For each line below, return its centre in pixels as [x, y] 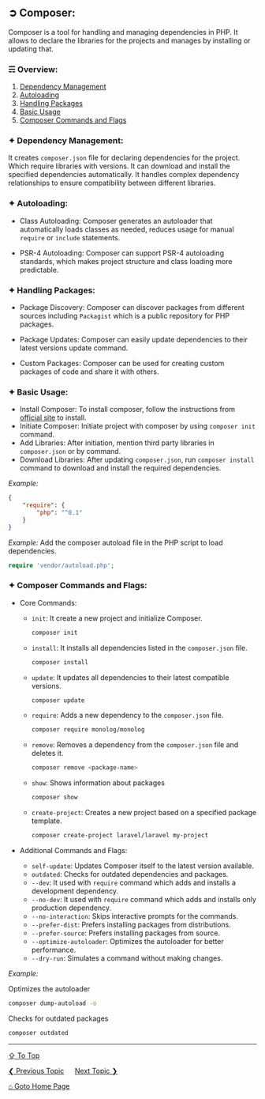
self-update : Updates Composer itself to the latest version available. [143, 866]
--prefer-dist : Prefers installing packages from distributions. [131, 924]
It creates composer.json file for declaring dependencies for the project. [124, 158]
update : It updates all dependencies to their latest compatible [130, 677]
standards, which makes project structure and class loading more [126, 261]
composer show [54, 798]
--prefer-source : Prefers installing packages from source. [126, 933]
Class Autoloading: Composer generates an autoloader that [116, 221]
